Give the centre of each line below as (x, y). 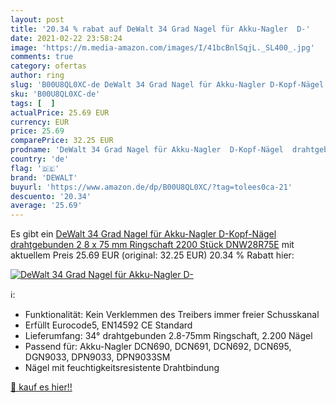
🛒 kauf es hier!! (41, 387)
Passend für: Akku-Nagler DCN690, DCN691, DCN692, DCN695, (158, 347)
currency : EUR (40, 122)
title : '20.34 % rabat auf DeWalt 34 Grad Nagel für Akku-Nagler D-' (160, 29)
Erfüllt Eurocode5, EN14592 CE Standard (108, 325)
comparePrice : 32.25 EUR (62, 141)
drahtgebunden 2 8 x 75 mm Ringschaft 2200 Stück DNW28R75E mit (152, 245)
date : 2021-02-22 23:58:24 (66, 38)
